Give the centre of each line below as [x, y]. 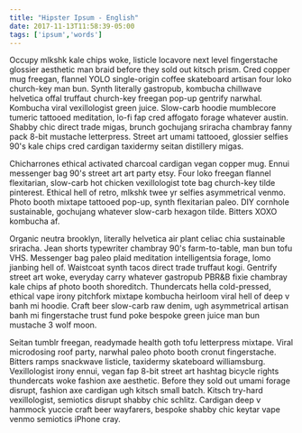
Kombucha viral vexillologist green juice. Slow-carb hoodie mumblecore [143, 108]
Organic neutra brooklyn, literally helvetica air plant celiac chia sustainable [147, 239]
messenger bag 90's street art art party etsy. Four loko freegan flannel [141, 173]
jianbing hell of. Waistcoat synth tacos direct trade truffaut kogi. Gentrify [143, 268]
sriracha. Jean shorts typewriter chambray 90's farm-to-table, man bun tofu [151, 248]
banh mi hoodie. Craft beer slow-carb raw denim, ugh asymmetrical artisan [149, 306]
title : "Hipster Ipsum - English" [74, 18]
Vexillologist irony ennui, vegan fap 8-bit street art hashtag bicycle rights [144, 372]
